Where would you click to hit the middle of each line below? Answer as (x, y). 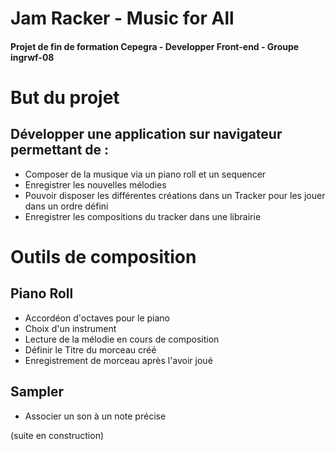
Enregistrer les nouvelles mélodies (95, 184)
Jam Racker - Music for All (122, 18)
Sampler (37, 392)
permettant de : (60, 150)
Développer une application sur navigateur (146, 134)
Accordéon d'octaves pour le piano (97, 318)
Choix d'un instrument (70, 328)
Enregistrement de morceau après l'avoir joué (118, 360)
